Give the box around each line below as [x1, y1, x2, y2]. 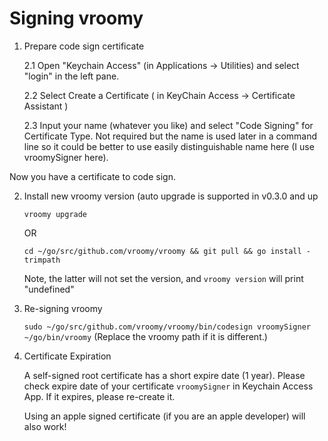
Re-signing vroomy [23, 302, 103, 314]
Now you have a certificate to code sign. [9, 170, 176, 182]
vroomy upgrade [23, 209, 88, 219]
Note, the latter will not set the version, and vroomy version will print [23, 272, 304, 284]
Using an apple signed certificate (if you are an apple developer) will [23, 410, 306, 422]
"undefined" [23, 283, 75, 295]
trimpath [23, 255, 61, 265]
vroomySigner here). [23, 151, 109, 163]
